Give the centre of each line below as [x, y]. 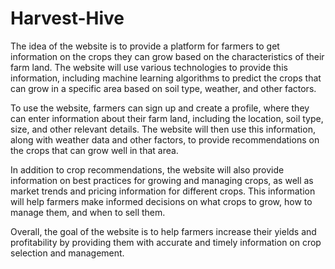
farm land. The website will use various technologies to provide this [149, 67]
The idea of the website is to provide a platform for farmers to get [145, 46]
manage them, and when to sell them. [88, 212]
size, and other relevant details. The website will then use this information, [163, 129]
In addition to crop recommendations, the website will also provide [147, 169]
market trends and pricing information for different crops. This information [163, 191]
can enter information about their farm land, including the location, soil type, [167, 118]
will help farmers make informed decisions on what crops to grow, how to [161, 201]
